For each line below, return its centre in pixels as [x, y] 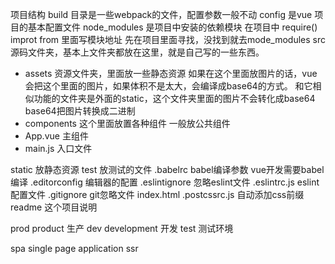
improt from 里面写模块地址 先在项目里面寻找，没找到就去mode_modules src [168, 39]
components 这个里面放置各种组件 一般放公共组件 [127, 123]
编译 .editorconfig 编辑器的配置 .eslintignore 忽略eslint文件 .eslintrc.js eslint [165, 182]
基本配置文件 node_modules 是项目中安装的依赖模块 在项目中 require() [172, 27]
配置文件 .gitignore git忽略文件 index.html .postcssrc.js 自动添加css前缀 [157, 194]
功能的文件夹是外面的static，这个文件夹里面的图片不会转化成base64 [174, 98]
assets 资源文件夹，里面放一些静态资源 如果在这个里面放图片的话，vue [171, 73]
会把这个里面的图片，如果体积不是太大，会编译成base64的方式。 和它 [168, 86]
